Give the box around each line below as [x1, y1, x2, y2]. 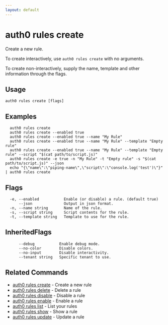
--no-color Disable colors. [18, 245, 94, 251]
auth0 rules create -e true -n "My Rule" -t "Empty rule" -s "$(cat [10, 157, 156, 162]
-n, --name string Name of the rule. [10, 206, 102, 211]
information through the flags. [5, 71, 67, 77]
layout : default [5, 7, 39, 13]
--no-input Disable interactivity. [18, 250, 109, 255]
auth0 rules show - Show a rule [12, 308, 78, 314]
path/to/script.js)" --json [5, 161, 64, 166]
